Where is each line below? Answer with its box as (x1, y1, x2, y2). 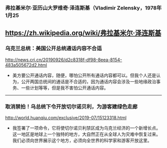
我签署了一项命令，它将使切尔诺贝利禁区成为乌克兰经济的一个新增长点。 (12, 125, 161, 131)
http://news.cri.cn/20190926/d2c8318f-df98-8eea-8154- (5, 56, 122, 63)
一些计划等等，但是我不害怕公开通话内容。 (21, 85, 108, 91)
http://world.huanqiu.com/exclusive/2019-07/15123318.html (5, 115, 127, 121)
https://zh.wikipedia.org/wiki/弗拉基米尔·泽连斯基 (5, 29, 162, 37)
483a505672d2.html (5, 62, 47, 68)
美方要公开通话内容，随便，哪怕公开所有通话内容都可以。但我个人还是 (12, 72, 157, 78)
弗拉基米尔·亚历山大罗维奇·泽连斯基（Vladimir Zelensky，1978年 (5, 4, 162, 11)
